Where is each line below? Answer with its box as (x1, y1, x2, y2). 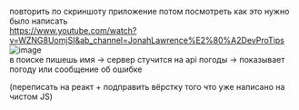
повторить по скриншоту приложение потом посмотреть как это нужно (9, 6, 290, 16)
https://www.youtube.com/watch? (9, 25, 137, 35)
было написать (9, 15, 68, 26)
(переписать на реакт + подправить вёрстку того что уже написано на (9, 82, 285, 92)
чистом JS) (9, 91, 53, 102)
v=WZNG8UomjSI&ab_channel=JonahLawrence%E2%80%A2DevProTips (9, 35, 284, 45)
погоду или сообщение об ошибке (9, 64, 143, 75)
